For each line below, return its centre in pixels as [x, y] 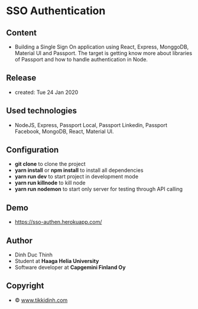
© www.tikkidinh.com [41, 300]
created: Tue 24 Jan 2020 [46, 92]
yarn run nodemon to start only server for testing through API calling [99, 189]
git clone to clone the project [50, 164]
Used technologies [42, 111]
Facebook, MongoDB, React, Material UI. [64, 131]
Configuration [33, 150]
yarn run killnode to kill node [50, 183]
